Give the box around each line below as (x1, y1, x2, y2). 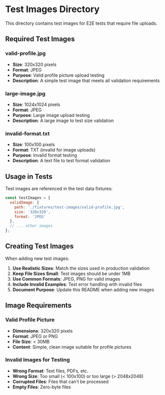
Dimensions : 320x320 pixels (12, 327, 73, 334)
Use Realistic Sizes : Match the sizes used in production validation (12, 265, 150, 271)
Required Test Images (5, 35, 75, 43)
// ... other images (10, 223, 53, 229)
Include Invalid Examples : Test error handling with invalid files (12, 281, 142, 287)
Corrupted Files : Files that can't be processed (12, 378, 109, 384)
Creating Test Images (5, 242, 74, 250)
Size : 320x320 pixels (12, 61, 57, 68)
